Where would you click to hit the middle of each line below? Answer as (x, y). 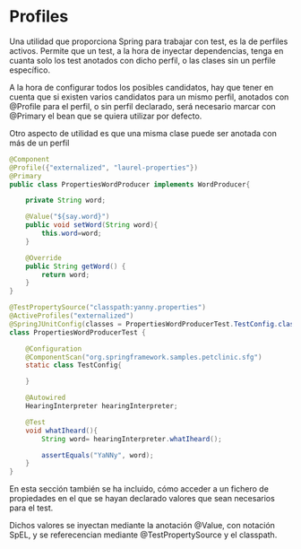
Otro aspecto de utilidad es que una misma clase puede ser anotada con (143, 133)
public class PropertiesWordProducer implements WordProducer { (130, 184)
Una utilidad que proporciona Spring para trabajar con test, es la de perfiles (149, 41)
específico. (30, 70)
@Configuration (54, 349)
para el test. (31, 508)
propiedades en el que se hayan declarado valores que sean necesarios (142, 499)
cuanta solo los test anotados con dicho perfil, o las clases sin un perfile (142, 60)
